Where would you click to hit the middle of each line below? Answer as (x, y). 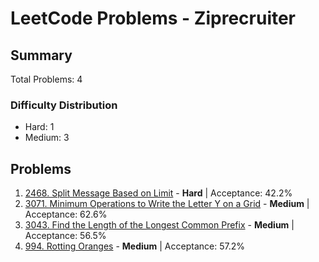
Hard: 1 (39, 127)
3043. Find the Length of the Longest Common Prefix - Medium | (159, 225)
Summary (41, 55)
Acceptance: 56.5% (65, 236)
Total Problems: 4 (46, 79)
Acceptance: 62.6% (66, 214)
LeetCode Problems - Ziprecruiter (153, 18)
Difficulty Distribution (64, 105)
